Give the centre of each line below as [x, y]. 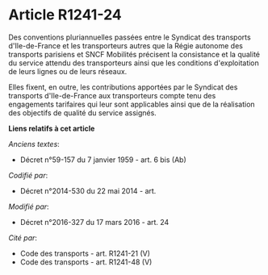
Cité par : [23, 237]
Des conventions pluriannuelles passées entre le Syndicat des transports [130, 37]
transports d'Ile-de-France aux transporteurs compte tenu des [112, 95]
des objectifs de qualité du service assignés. [83, 112]
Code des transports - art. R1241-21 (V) [85, 253]
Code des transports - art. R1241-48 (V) [86, 262]
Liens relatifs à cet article [52, 128]
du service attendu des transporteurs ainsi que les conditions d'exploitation [134, 63]
